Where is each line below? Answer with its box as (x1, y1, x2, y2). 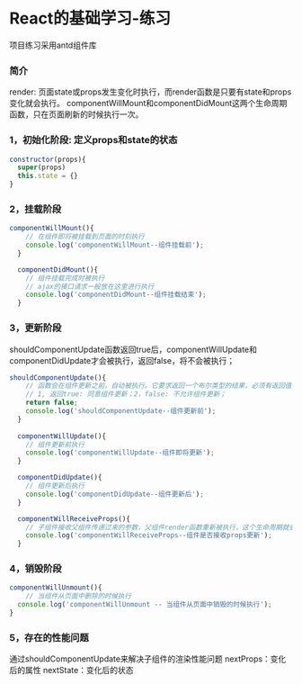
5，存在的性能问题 (9, 631, 90, 643)
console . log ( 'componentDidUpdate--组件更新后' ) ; (25, 490, 204, 499)
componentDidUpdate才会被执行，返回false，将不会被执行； (9, 355, 235, 365)
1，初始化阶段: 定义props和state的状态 (9, 134, 178, 147)
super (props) (17, 163, 67, 172)
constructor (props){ (9, 155, 87, 164)
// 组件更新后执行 (25, 481, 85, 490)
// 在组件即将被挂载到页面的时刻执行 (25, 232, 146, 241)
